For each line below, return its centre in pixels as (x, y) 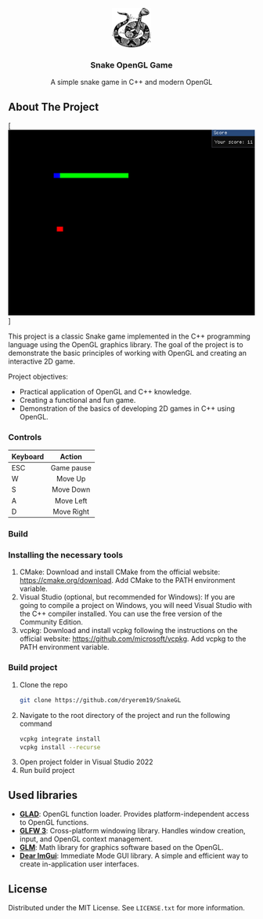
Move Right (71, 511)
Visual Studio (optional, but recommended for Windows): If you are (127, 597)
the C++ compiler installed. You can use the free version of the (121, 614)
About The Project (54, 106)
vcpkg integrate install (60, 739)
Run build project (47, 771)
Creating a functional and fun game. (77, 400)
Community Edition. (51, 622)
